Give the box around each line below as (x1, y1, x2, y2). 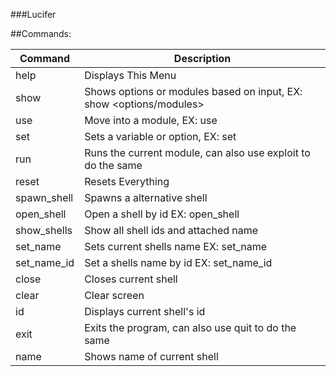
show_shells (15, 224, 73, 237)
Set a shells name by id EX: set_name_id (84, 256, 273, 269)
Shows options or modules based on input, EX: (84, 85, 303, 98)
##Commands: (10, 28, 72, 39)
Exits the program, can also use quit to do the (84, 321, 297, 334)
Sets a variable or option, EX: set (84, 130, 237, 143)
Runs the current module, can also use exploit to (84, 146, 311, 159)
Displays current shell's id (84, 305, 206, 318)
